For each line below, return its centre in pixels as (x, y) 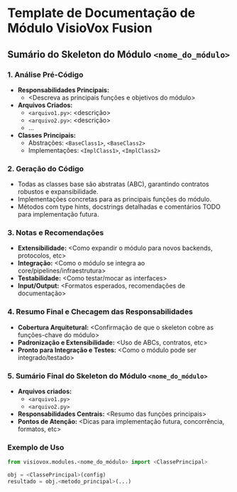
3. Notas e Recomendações (56, 233)
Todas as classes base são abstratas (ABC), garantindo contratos (113, 184)
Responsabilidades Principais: (64, 89)
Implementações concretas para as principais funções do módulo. (114, 199)
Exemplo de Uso (36, 447)
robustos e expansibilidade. (58, 192)
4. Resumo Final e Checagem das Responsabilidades (100, 312)
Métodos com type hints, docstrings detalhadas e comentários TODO (119, 207)
